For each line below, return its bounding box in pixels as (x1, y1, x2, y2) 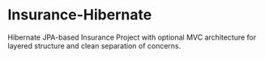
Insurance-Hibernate (7, 6, 152, 24)
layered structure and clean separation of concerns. (7, 40, 182, 50)
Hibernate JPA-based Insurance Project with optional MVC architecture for (7, 32, 257, 42)
